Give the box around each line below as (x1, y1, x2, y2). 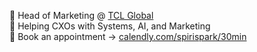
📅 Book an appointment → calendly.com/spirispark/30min (9, 31, 247, 42)
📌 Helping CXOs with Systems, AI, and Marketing (9, 20, 211, 32)
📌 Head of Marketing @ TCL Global (9, 10, 154, 21)
